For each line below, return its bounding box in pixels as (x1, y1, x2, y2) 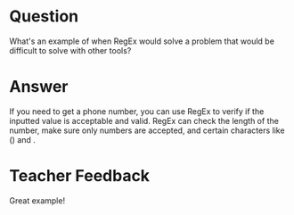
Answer (9, 77, 69, 97)
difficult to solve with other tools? (9, 45, 132, 55)
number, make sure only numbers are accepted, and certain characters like (9, 125, 285, 136)
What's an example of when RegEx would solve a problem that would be (9, 36, 274, 46)
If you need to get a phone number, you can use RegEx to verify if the (9, 105, 265, 117)
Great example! (9, 194, 65, 206)
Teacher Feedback (9, 166, 150, 186)
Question (9, 6, 78, 27)
